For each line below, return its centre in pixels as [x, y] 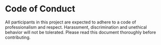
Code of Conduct [40, 9]
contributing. [18, 37]
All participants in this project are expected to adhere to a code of [71, 22]
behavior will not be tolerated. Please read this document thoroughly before [80, 32]
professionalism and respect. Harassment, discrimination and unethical [76, 27]
